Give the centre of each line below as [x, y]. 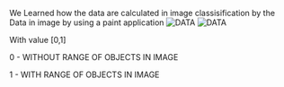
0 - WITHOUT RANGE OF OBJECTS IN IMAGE [94, 57]
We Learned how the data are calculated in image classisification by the [142, 13]
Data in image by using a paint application [87, 22]
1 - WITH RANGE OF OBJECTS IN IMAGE [84, 74]
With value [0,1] [38, 40]
